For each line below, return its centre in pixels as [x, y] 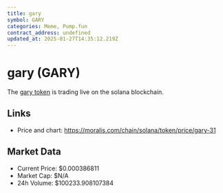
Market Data [34, 152]
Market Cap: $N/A [43, 175]
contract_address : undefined [49, 33]
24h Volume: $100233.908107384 [65, 183]
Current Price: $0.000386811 [58, 168]
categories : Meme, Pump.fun [47, 26]
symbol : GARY [26, 20]
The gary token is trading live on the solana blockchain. [85, 92]
